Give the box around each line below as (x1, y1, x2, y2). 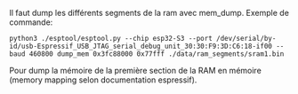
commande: (9, 17, 53, 27)
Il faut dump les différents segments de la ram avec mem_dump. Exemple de (9, 8, 289, 18)
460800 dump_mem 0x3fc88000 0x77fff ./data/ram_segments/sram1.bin (28, 50, 285, 59)
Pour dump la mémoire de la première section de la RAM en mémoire (9, 66, 262, 75)
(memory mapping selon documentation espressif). (9, 74, 197, 85)
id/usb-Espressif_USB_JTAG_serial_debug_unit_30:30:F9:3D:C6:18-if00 (9, 42, 273, 51)
